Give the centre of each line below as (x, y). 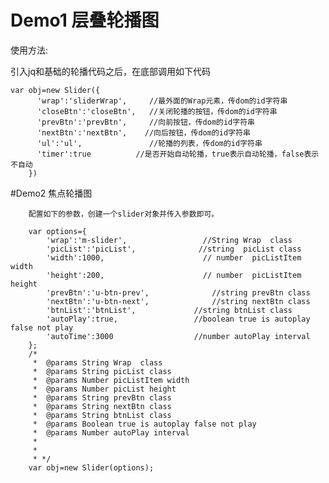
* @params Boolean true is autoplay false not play (144, 424)
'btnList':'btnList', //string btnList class (169, 310)
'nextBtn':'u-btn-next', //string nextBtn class (178, 301)
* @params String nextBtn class (102, 406)
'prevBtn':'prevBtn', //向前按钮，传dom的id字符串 (145, 122)
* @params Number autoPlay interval (111, 432)
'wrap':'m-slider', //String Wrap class (169, 240)
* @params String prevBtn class (102, 397)
